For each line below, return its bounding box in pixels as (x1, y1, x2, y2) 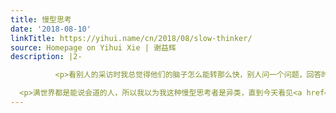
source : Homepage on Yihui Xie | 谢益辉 (10, 42, 177, 53)
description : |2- (10, 52, 83, 62)
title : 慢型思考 (10, 14, 72, 25)
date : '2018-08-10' (10, 24, 92, 34)
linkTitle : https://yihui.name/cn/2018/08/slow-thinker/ (10, 33, 253, 43)
